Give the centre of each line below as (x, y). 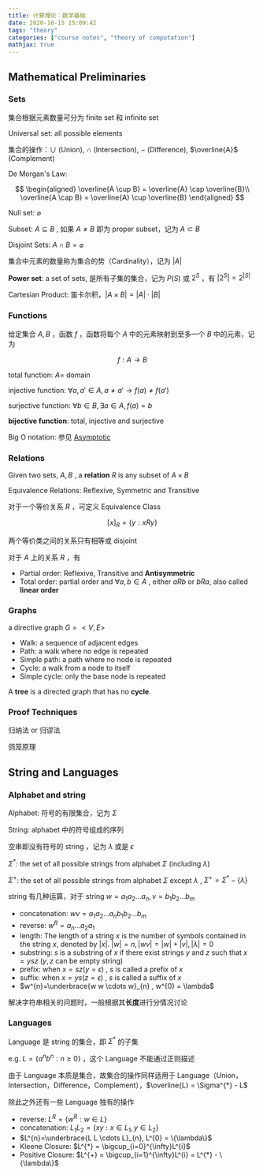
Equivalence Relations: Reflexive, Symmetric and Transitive (104, 491)
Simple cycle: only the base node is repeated (93, 676)
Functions (28, 316)
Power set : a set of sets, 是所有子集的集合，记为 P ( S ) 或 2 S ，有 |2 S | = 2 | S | (130, 277)
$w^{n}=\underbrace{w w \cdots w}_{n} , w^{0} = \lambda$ (117, 986)
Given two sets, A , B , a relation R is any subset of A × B (98, 475)
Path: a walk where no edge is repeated (84, 651)
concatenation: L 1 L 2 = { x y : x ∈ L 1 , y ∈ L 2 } (89, 1128)
